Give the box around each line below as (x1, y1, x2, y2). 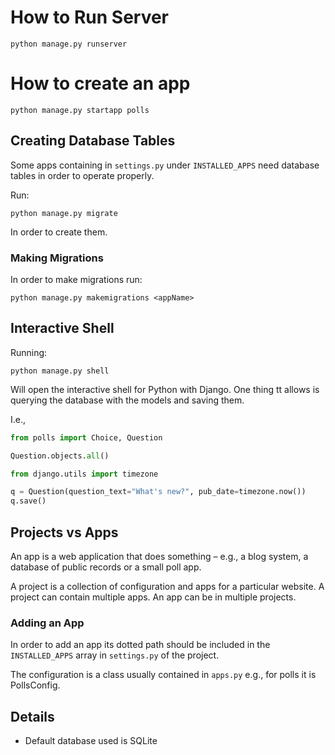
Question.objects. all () (10, 451, 110, 461)
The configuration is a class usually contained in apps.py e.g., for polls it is (10, 669, 317, 681)
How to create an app (10, 72, 191, 95)
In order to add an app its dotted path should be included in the (10, 639, 271, 651)
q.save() (10, 496, 47, 506)
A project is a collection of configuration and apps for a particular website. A (10, 580, 325, 592)
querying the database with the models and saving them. (10, 394, 245, 406)
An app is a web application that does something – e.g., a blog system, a (10, 550, 309, 562)
